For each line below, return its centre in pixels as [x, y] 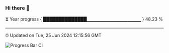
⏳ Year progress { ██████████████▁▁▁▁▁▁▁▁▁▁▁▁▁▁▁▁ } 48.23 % [84, 19]
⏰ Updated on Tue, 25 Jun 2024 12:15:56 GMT [53, 35]
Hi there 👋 [18, 8]
